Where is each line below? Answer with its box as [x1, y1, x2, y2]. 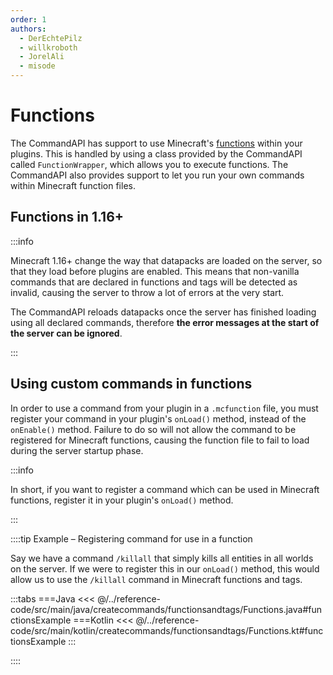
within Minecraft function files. [10, 179, 136, 191]
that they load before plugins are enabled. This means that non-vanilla [10, 265, 300, 277]
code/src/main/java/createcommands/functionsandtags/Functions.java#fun [10, 603, 322, 615]
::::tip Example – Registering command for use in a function [10, 532, 253, 545]
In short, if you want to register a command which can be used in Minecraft [10, 483, 320, 495]
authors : [10, 24, 47, 34]
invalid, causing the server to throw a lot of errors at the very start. [10, 286, 285, 298]
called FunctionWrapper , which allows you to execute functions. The [10, 158, 289, 170]
